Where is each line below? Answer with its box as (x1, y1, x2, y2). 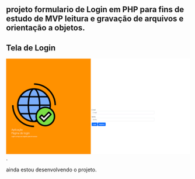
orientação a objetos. (6, 23, 86, 33)
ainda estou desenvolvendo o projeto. (6, 166, 97, 173)
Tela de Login (6, 43, 56, 53)
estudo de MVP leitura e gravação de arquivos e (6, 14, 184, 24)
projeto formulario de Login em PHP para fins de (6, 5, 184, 15)
